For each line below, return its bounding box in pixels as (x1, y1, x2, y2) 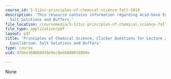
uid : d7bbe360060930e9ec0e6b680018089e (5, 50, 90, 55)
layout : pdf (5, 31, 31, 36)
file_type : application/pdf (5, 27, 65, 32)
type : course (5, 45, 33, 50)
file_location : (5, 21, 38, 27)
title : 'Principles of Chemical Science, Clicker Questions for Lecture (5, 36, 163, 41)
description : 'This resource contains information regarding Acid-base (5, 12, 160, 17)
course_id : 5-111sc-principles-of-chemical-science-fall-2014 (5, 7, 140, 13)
